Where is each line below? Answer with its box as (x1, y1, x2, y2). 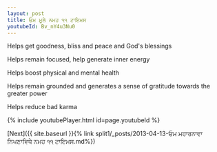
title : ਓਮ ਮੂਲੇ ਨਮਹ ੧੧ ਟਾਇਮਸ (7, 17, 87, 23)
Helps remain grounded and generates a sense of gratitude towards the (7, 82, 211, 91)
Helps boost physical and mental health (7, 68, 119, 77)
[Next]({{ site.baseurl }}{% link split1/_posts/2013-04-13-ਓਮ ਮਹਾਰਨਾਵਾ (7, 129, 203, 138)
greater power (7, 89, 48, 97)
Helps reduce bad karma (7, 103, 78, 111)
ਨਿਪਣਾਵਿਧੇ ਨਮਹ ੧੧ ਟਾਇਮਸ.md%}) (7, 137, 96, 146)
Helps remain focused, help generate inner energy (7, 55, 150, 64)
